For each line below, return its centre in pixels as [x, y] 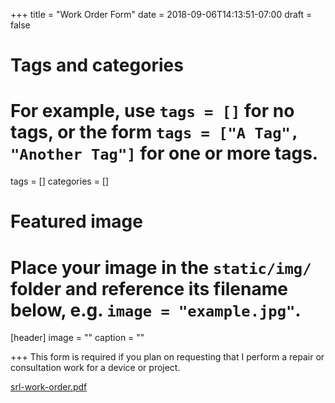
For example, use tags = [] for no [152, 111]
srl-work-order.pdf [49, 387]
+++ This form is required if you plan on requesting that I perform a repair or [167, 357]
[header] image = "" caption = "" [77, 338]
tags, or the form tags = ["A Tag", [155, 132]
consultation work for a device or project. [95, 368]
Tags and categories [97, 65]
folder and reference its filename [149, 288]
